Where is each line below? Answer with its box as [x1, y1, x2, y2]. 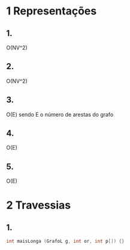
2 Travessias [6, 198, 71, 212]
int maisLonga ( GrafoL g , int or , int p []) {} [6, 239, 125, 245]
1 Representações [6, 4, 97, 18]
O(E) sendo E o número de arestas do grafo [6, 111, 114, 118]
